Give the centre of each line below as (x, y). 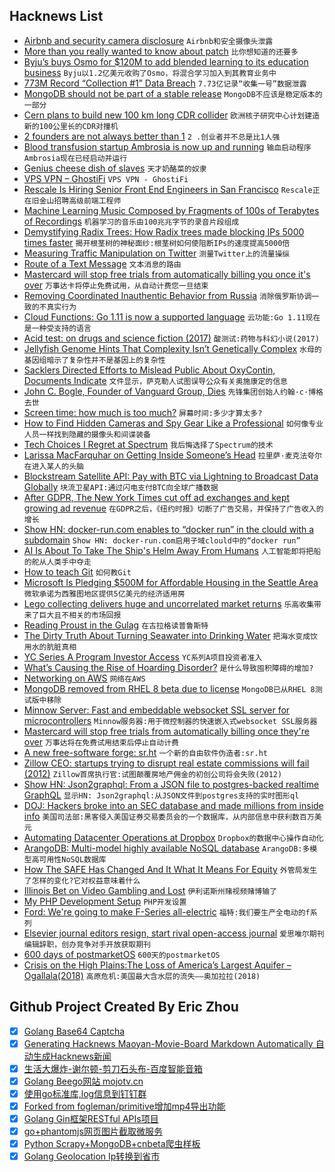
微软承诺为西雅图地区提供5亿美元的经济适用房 (104, 594)
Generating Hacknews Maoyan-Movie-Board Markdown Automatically (168, 1043)
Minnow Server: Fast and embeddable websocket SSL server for (157, 710)
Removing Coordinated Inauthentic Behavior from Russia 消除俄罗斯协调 (167, 295)
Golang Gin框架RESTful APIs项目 (91, 1118)
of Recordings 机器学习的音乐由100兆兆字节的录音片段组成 (131, 221)
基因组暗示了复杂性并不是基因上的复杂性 (94, 360)
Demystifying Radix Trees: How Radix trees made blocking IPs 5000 (164, 231)
